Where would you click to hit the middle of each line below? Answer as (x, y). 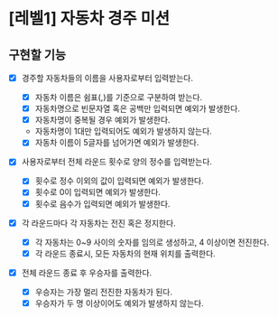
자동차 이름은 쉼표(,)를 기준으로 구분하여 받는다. (119, 98)
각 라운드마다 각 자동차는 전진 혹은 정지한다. (99, 223)
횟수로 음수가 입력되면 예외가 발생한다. (102, 203)
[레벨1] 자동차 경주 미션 (89, 19)
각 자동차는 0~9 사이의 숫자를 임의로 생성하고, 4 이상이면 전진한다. (152, 242)
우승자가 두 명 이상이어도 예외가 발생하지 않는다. (119, 303)
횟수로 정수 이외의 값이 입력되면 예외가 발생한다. (119, 181)
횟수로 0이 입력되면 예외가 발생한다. (98, 192)
